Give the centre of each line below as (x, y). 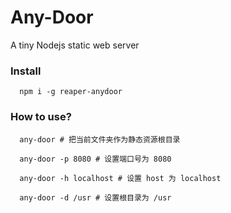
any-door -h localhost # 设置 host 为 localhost (120, 178)
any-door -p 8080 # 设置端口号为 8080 (95, 159)
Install (26, 71)
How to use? (41, 117)
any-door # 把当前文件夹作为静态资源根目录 (100, 139)
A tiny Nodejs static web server (75, 45)
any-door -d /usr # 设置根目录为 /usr (95, 197)
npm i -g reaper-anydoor (71, 92)
